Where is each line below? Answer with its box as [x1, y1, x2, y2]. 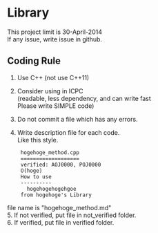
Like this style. [17, 136, 59, 144]
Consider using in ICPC [17, 86, 84, 95]
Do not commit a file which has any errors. [17, 115, 138, 123]
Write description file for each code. [17, 128, 120, 136]
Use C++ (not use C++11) [17, 73, 90, 82]
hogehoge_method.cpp [20, 149, 79, 156]
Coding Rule [7, 55, 61, 67]
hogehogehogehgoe [26, 185, 77, 192]
